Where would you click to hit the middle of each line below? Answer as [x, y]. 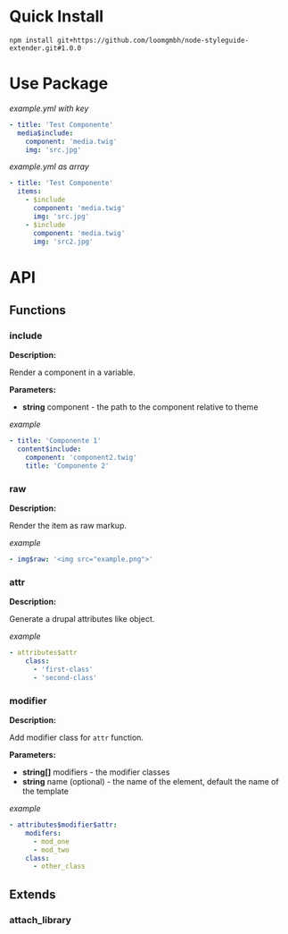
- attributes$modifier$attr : [63, 825]
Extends [33, 894]
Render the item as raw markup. [68, 526]
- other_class [59, 866]
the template [45, 791]
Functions [38, 310]
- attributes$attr [43, 653]
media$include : [45, 133]
